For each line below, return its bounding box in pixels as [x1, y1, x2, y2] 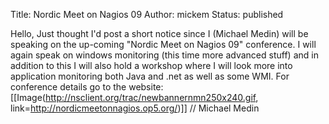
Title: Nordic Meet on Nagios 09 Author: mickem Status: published [10, 9, 284, 20]
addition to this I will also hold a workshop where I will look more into [10, 60, 293, 71]
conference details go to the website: [10, 81, 164, 93]
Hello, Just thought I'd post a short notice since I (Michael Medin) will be [10, 28, 309, 39]
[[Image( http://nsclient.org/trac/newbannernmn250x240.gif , [10, 92, 259, 103]
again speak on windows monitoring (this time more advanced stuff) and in [10, 49, 319, 61]
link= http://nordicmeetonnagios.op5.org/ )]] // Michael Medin [10, 102, 260, 114]
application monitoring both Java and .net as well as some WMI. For [10, 70, 290, 82]
